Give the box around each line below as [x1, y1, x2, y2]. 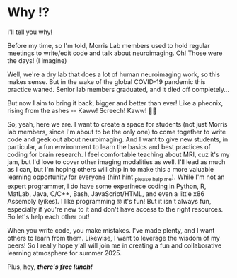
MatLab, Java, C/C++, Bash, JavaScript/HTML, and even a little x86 [7, 189, 205, 198]
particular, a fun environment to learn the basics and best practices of [7, 142, 211, 151]
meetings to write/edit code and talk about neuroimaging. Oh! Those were [7, 49, 223, 57]
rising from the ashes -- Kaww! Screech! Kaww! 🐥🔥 [7, 106, 157, 115]
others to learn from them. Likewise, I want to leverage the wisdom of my [7, 233, 221, 242]
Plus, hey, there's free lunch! [7, 262, 93, 271]
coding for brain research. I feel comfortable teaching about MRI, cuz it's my [7, 150, 230, 158]
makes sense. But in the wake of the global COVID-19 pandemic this [7, 77, 206, 86]
